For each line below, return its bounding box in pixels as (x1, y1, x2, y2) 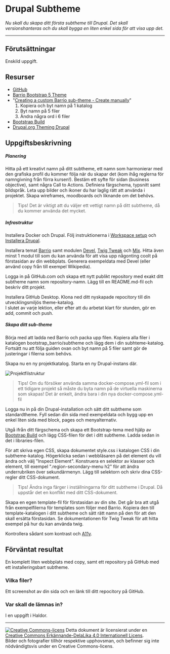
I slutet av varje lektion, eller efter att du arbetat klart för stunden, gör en (5, 305, 156, 311)
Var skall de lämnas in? (5, 601, 63, 608)
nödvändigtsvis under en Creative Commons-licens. (5, 643, 114, 649)
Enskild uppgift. (5, 58, 38, 64)
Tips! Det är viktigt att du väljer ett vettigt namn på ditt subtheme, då (17, 202, 160, 208)
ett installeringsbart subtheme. (5, 564, 69, 570)
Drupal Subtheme (5, 3, 81, 15)
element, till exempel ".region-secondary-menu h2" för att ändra (5, 463, 139, 469)
